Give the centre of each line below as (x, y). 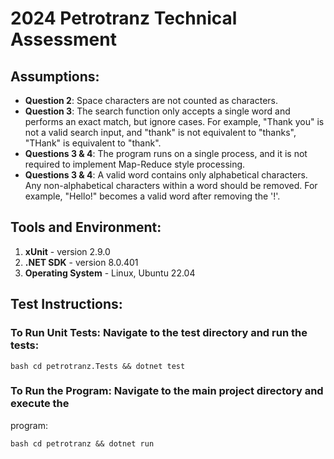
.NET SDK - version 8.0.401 (81, 262)
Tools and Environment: (86, 227)
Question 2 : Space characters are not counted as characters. (151, 100)
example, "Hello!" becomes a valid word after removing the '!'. (152, 196)
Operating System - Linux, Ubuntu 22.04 (110, 273)
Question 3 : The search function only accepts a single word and (157, 111)
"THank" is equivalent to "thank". (93, 143)
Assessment (63, 39)
